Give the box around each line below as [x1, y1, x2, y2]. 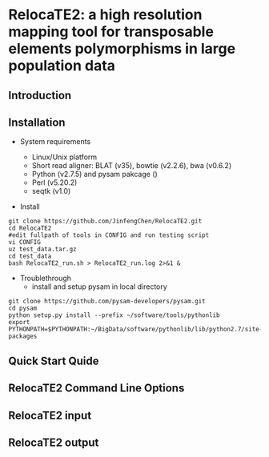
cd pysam [8, 304, 38, 313]
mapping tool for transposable [8, 22, 215, 41]
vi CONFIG [8, 239, 42, 247]
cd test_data [8, 252, 52, 261]
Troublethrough [19, 274, 72, 283]
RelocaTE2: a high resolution [8, 6, 203, 24]
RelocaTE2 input [8, 408, 92, 422]
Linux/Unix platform [31, 152, 98, 162]
